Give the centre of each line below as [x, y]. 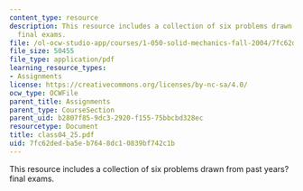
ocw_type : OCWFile [44, 93]
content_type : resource [54, 18]
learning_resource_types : [58, 68]
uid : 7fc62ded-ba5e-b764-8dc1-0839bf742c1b [92, 143]
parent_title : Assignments [60, 101]
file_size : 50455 [42, 51]
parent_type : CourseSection [62, 110]
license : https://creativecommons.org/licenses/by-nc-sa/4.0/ [129, 85]
